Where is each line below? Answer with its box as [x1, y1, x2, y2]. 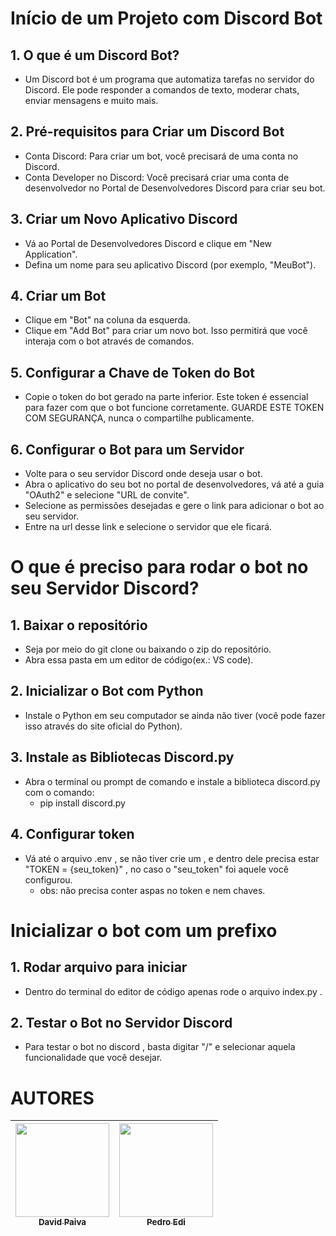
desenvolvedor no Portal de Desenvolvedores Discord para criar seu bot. [24, 182, 326, 194]
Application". [24, 248, 78, 260]
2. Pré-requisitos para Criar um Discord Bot [10, 123, 285, 141]
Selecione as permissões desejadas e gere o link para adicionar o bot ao [24, 500, 325, 512]
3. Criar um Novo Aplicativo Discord [10, 211, 238, 228]
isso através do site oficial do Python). [24, 720, 183, 732]
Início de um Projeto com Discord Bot [10, 7, 323, 30]
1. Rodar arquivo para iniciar [10, 959, 188, 976]
